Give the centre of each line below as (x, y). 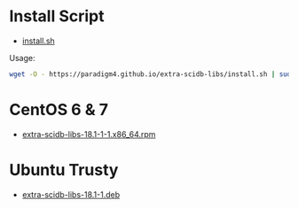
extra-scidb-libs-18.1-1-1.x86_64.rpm (89, 134)
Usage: (22, 58)
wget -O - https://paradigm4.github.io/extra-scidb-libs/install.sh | (142, 74)
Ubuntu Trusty (64, 169)
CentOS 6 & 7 (59, 110)
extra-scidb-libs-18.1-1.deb (71, 194)
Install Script (57, 16)
